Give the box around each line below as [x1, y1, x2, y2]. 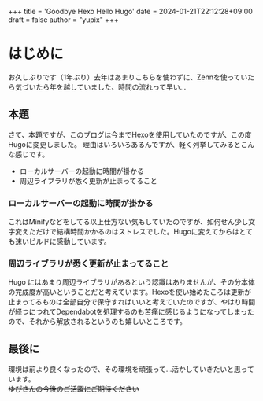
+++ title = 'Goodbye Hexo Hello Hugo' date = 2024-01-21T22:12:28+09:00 [8, 7, 254, 16]
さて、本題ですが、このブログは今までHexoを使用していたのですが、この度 [8, 130, 252, 139]
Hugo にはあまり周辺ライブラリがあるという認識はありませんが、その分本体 [8, 278, 255, 287]
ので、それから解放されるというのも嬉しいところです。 [8, 317, 187, 326]
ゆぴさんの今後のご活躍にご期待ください [8, 384, 139, 394]
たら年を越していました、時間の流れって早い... [35, 82, 187, 91]
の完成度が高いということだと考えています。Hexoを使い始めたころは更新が [8, 287, 252, 297]
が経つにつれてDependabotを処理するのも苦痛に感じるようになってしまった [8, 307, 254, 317]
